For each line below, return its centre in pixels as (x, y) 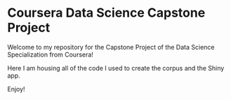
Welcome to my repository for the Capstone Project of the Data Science (111, 47)
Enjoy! (16, 89)
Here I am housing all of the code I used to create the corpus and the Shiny (116, 68)
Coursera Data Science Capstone (106, 13)
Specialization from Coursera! (50, 55)
